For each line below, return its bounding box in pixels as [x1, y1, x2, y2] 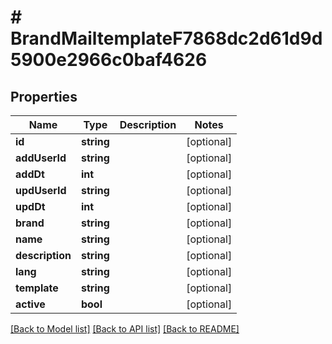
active [15, 297, 46, 311]
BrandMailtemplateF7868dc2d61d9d [10, 27, 323, 50]
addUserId [15, 151, 67, 165]
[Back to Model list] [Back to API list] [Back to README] [10, 323, 240, 335]
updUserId [15, 184, 67, 197]
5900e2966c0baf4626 [10, 49, 208, 71]
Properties [10, 88, 78, 105]
